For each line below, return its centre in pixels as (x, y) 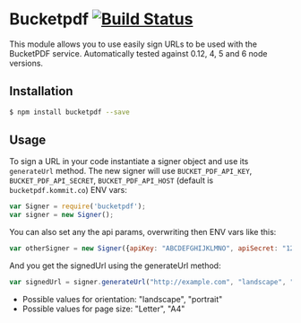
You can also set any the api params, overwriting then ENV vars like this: (143, 232)
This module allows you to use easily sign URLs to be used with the (133, 44)
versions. (26, 63)
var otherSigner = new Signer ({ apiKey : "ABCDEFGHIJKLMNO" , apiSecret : (144, 249)
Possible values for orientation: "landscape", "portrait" (122, 299)
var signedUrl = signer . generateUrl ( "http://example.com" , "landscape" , (148, 283)
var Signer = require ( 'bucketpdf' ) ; (77, 206)
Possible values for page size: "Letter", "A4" (103, 309)
